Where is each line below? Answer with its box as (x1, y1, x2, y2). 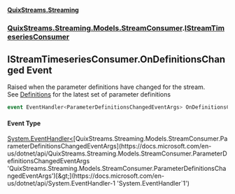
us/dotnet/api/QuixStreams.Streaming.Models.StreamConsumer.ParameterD (7, 149, 227, 158)
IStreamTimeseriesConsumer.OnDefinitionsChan (7, 53, 226, 65)
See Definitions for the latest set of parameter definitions (7, 90, 171, 99)
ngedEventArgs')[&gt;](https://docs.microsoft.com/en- (7, 172, 164, 180)
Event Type (7, 119, 41, 127)
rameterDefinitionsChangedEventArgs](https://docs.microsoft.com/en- (7, 142, 212, 151)
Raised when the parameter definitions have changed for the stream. (7, 83, 206, 91)
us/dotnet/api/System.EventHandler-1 (7, 179, 115, 188)
